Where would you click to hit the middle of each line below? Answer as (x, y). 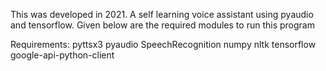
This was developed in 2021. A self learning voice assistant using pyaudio (162, 14)
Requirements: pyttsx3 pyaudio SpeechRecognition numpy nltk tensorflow (163, 44)
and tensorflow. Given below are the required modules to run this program (162, 25)
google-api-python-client (62, 55)
